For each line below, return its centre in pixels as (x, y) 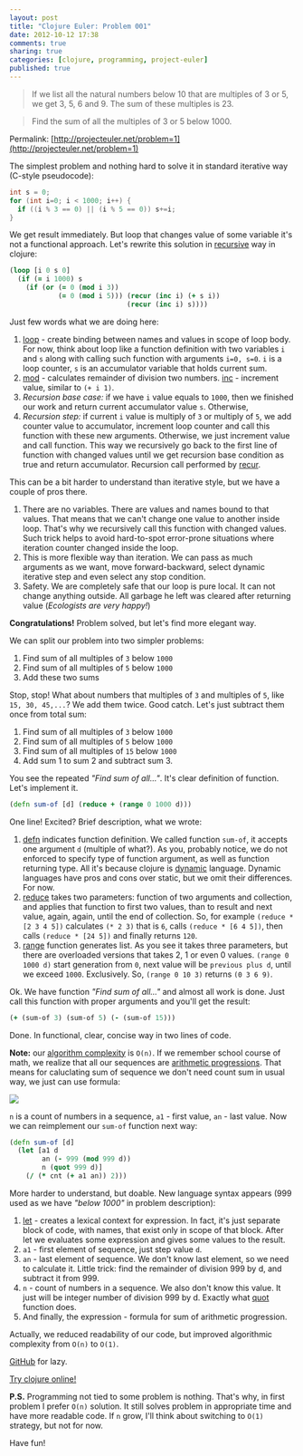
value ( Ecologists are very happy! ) (86, 605)
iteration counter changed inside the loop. (100, 547)
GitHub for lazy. (38, 1361)
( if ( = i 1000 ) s (50, 279)
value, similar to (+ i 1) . (68, 387)
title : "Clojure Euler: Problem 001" (80, 26)
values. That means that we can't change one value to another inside (151, 518)
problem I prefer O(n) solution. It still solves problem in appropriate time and (151, 1406)
